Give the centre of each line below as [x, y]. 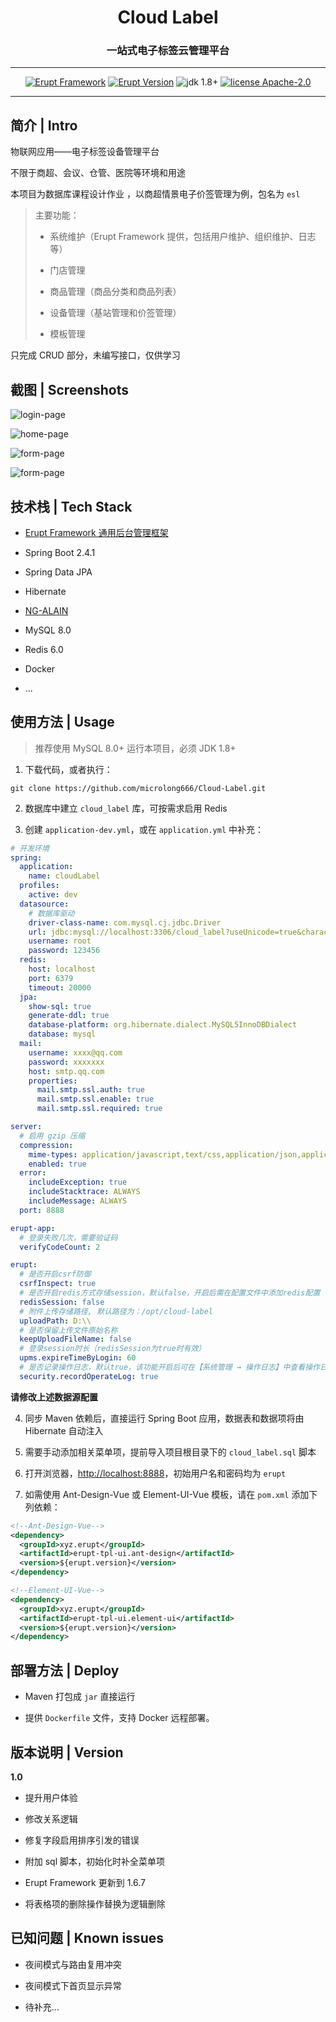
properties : [53, 1081]
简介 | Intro [44, 125]
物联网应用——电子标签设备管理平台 [85, 152]
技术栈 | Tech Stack [71, 506]
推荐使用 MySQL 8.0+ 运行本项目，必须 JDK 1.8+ [135, 748]
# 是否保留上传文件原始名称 [68, 1330]
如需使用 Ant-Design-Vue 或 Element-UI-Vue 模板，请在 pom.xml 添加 [167, 1494]
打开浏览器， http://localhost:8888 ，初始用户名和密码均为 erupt [155, 1473]
